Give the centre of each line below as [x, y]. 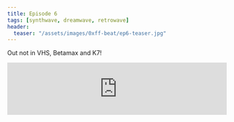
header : [18, 26]
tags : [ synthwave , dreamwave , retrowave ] [68, 20]
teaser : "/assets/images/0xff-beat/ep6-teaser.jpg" [90, 33]
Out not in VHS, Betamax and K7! [55, 53]
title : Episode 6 [32, 14]
